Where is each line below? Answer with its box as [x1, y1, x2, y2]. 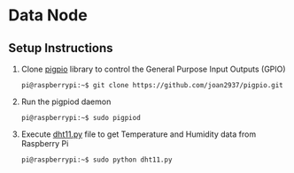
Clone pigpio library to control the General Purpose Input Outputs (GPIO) [20, 64, 286, 74]
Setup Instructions [8, 41, 113, 56]
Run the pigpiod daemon [20, 96, 112, 107]
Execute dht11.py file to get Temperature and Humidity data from [20, 129, 257, 139]
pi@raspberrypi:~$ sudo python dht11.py [20, 155, 173, 164]
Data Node [8, 5, 88, 26]
